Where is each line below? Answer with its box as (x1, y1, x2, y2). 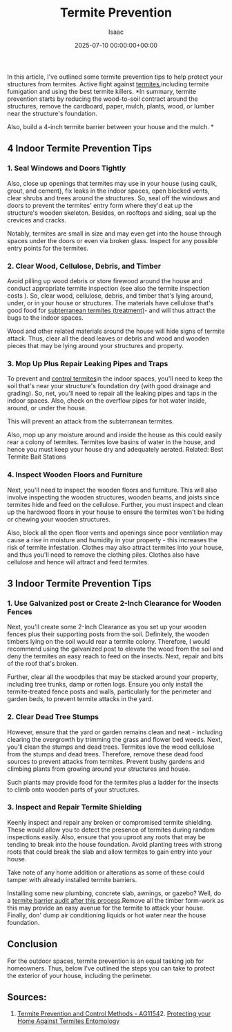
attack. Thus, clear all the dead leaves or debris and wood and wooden (7, 334, 209, 343)
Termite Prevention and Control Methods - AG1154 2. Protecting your (17, 1010, 211, 1018)
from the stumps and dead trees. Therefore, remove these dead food (7, 749, 204, 758)
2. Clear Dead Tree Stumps (7, 712, 99, 722)
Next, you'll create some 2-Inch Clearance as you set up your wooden (7, 623, 207, 631)
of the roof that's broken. (7, 660, 79, 668)
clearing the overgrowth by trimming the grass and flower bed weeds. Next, (7, 735, 223, 743)
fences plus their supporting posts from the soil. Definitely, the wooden (7, 630, 209, 638)
